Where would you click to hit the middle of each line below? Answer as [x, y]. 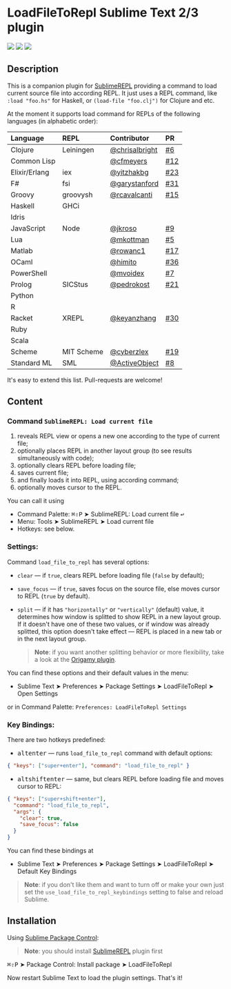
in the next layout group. [52, 638]
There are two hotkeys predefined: [56, 740]
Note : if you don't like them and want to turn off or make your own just [124, 885]
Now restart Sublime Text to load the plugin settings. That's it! [95, 977]
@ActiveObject [134, 362]
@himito [123, 262]
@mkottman [130, 239]
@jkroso [123, 228]
